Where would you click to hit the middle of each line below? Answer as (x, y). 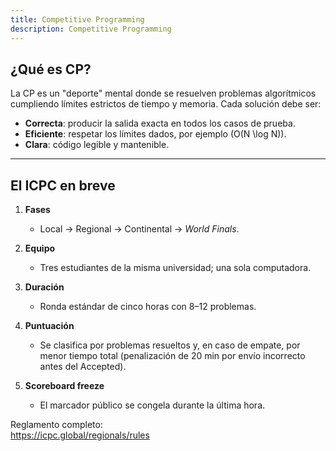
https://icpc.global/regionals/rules (80, 435)
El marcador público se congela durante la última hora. (152, 405)
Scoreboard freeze (64, 386)
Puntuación (49, 326)
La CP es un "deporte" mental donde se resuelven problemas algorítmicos (163, 93)
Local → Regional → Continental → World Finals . (139, 229)
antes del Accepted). (83, 367)
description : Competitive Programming (91, 29)
